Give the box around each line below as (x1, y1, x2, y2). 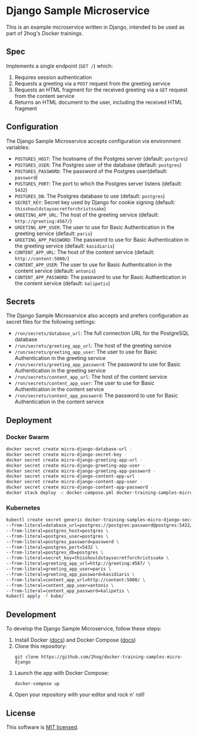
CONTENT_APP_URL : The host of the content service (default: (14, 248, 155, 256)
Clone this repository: (14, 643, 67, 650)
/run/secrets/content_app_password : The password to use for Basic (14, 392, 178, 399)
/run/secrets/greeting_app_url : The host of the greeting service (14, 342, 172, 350)
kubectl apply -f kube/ (6, 593, 64, 599)
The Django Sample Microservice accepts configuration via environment (6, 137, 181, 144)
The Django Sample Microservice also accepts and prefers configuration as (6, 312, 189, 319)
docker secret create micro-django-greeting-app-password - (6, 468, 157, 474)
